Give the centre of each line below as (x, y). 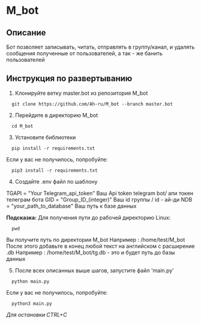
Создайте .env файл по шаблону (56, 181)
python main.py (31, 281)
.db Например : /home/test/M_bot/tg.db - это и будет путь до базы (91, 252)
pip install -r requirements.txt (53, 148)
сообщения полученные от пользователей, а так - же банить (85, 53)
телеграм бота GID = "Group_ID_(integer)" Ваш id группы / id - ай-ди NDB (99, 199)
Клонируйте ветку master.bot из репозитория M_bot (81, 93)
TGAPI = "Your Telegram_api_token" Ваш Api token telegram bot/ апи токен (100, 193)
